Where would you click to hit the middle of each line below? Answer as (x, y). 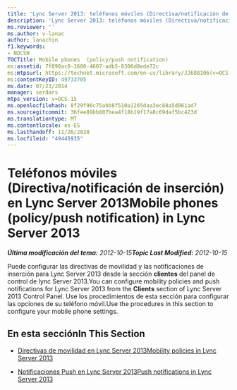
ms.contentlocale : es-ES (44, 125)
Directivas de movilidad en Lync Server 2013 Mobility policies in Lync (117, 351)
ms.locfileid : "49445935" (45, 138)
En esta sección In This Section (77, 333)
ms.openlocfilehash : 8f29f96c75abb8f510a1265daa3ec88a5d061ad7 (102, 106)
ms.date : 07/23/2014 (38, 86)
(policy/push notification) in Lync (107, 218)
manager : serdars (33, 92)
